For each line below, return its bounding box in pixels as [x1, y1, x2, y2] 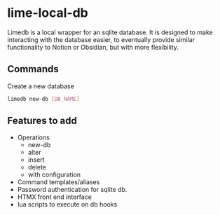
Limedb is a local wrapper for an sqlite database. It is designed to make [7, 28, 213, 36]
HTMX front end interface [17, 193, 92, 201]
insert [27, 155, 45, 164]
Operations [17, 133, 50, 141]
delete [27, 163, 47, 172]
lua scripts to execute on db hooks [17, 200, 118, 209]
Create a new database [7, 82, 75, 90]
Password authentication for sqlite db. [17, 186, 128, 194]
